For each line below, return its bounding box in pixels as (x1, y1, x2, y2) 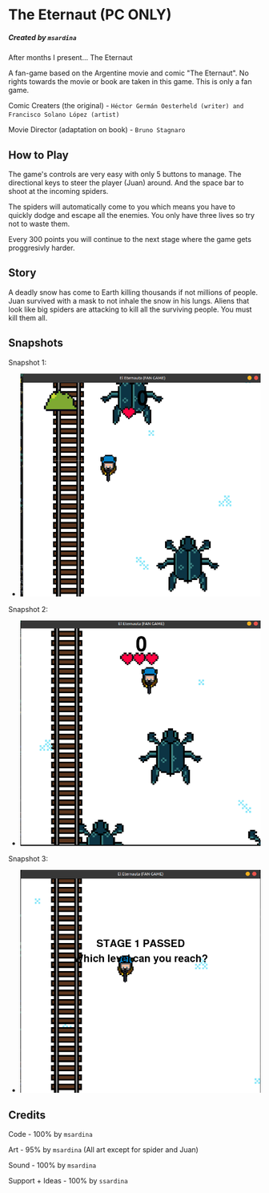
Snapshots (8, 337, 64, 350)
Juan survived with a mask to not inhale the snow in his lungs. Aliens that (8, 296, 250, 305)
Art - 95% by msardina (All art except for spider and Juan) (8, 1145, 199, 1155)
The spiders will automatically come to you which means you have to (8, 202, 236, 212)
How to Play (8, 148, 70, 162)
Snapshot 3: (8, 854, 48, 864)
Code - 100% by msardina (8, 1130, 94, 1139)
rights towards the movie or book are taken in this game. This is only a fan (8, 77, 252, 87)
